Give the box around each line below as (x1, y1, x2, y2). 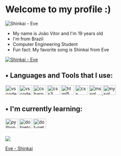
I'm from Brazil (12, 36, 44, 42)
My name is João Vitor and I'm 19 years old (12, 30, 103, 36)
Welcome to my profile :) (5, 4, 111, 15)
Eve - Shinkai (5, 145, 33, 151)
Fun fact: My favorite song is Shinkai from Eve (12, 46, 109, 53)
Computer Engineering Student (12, 41, 78, 47)
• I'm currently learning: (5, 105, 83, 113)
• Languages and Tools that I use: (5, 71, 113, 80)
